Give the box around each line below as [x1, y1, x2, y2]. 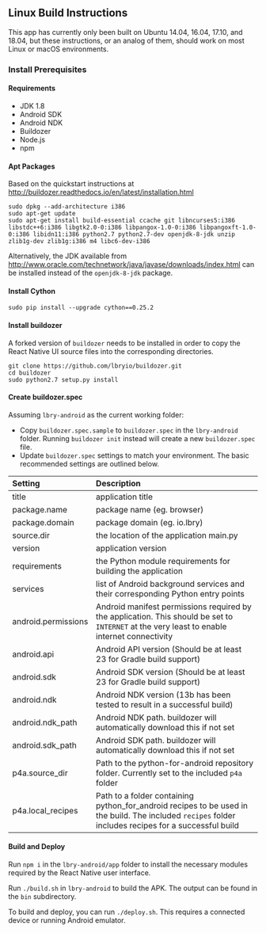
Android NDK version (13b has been [96, 689, 231, 700]
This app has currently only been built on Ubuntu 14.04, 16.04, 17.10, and [8, 27, 243, 36]
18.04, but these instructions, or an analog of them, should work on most [8, 36, 245, 45]
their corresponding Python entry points [96, 588, 245, 599]
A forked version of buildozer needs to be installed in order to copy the [8, 338, 241, 348]
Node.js [19, 135, 46, 144]
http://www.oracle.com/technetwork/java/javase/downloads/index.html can [8, 260, 255, 269]
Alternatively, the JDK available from [8, 251, 127, 261]
